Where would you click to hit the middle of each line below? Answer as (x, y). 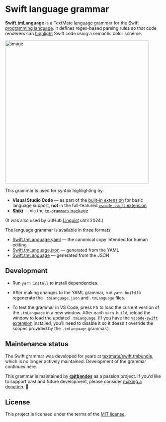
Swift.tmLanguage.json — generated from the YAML (66, 250)
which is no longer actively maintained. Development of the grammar (76, 361)
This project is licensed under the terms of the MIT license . (65, 414)
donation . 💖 (17, 387)
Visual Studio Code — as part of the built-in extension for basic (78, 200)
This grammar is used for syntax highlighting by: (55, 190)
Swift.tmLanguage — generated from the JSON (61, 255)
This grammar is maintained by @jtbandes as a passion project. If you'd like (83, 376)
